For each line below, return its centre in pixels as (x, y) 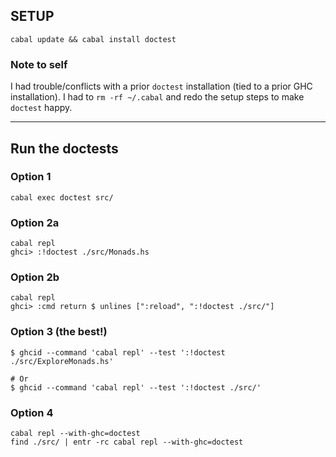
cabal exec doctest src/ (62, 197)
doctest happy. (41, 108)
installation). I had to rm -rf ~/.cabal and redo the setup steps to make (157, 97)
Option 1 (31, 177)
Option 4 (32, 412)
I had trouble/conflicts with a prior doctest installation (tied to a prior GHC (161, 86)
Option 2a (35, 222)
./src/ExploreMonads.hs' (62, 361)
